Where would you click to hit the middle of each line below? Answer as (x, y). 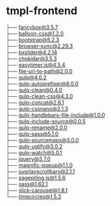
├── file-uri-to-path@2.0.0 (39, 71)
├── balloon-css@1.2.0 (35, 33)
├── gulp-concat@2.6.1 (35, 102)
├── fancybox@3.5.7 (32, 27)
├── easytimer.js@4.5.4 (36, 65)
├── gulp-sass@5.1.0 (32, 133)
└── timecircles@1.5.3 (34, 197)
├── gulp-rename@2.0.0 (37, 127)
